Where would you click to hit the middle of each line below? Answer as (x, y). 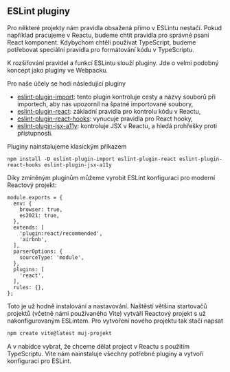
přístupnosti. (35, 133)
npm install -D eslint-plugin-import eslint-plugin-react (92, 159)
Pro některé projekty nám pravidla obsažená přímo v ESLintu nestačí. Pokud (114, 27)
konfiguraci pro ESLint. (39, 361)
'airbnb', (34, 239)
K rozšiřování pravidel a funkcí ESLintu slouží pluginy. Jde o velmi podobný (113, 63)
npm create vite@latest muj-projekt (59, 333)
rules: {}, (29, 287)
